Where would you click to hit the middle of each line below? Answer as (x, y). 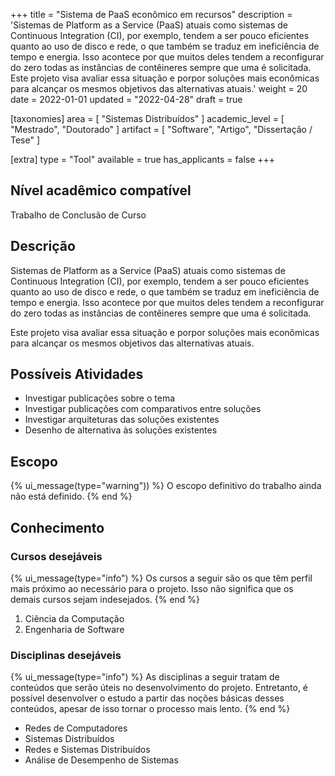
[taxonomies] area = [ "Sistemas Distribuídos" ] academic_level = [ (147, 118)
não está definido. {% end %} (71, 496)
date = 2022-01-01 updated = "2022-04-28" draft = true (126, 99)
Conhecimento (57, 527)
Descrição (43, 246)
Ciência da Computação (74, 618)
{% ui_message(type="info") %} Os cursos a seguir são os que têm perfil (161, 578)
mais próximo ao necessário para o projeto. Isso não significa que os (152, 588)
